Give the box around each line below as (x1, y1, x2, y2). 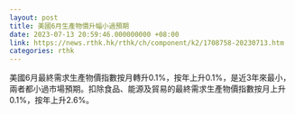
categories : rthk (9, 47, 75, 56)
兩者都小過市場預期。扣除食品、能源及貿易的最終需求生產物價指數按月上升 (9, 83, 286, 94)
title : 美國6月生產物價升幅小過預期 (9, 22, 129, 31)
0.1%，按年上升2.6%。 (9, 95, 95, 106)
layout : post (9, 13, 59, 22)
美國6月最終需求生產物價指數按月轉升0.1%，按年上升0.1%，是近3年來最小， (9, 73, 291, 83)
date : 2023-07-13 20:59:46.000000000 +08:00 (9, 30, 180, 39)
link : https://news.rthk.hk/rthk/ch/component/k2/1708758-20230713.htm (9, 38, 284, 48)
